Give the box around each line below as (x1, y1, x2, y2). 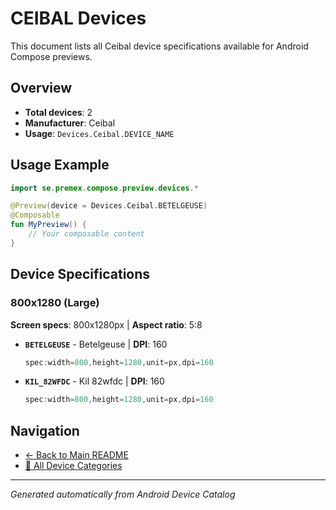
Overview (10, 80, 73, 97)
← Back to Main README (24, 449, 129, 461)
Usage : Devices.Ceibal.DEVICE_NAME (24, 127, 175, 139)
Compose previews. (10, 50, 93, 62)
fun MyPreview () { (10, 220, 87, 230)
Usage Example (10, 157, 110, 174)
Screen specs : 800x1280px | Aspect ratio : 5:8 (10, 318, 203, 331)
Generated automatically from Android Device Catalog (10, 488, 236, 501)
